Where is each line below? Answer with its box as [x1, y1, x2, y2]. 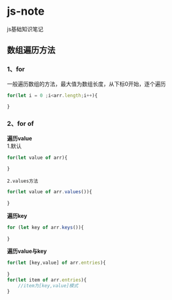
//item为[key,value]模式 [18, 282, 79, 289]
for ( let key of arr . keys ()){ [7, 224, 84, 231]
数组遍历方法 [7, 45, 56, 56]
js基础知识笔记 [7, 25, 43, 33]
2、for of [7, 120, 34, 128]
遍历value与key [7, 247, 47, 255]
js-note [7, 4, 45, 18]
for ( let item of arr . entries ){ [7, 277, 87, 283]
